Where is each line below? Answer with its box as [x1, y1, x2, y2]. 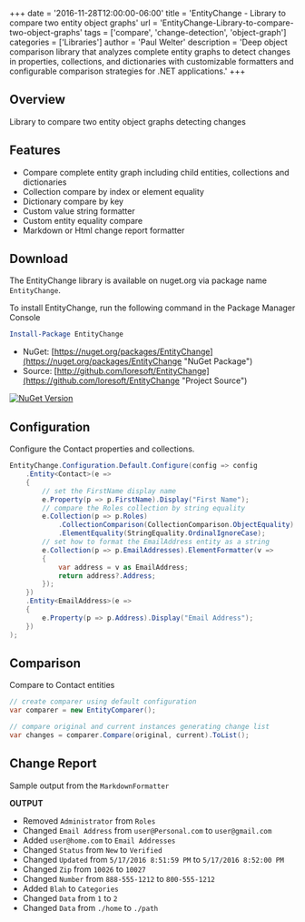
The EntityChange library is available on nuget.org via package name [9, 275, 268, 286]
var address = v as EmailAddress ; [57, 562, 189, 572]
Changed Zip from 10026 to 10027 [22, 864, 147, 875]
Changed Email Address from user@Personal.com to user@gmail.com [22, 825, 272, 836]
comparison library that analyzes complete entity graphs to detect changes [9, 46, 290, 57]
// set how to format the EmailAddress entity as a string [42, 537, 271, 546]
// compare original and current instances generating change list [9, 723, 271, 732]
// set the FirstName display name [42, 486, 177, 495]
